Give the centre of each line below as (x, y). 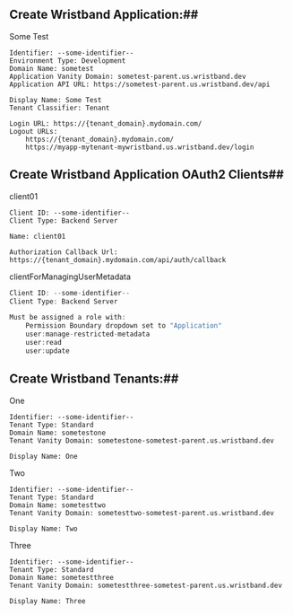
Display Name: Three (48, 601)
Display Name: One (43, 456)
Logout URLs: (34, 131)
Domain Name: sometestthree (62, 577)
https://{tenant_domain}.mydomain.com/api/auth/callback (118, 259)
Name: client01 (38, 236)
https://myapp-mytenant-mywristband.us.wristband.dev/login (140, 147)
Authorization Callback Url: (64, 252)
